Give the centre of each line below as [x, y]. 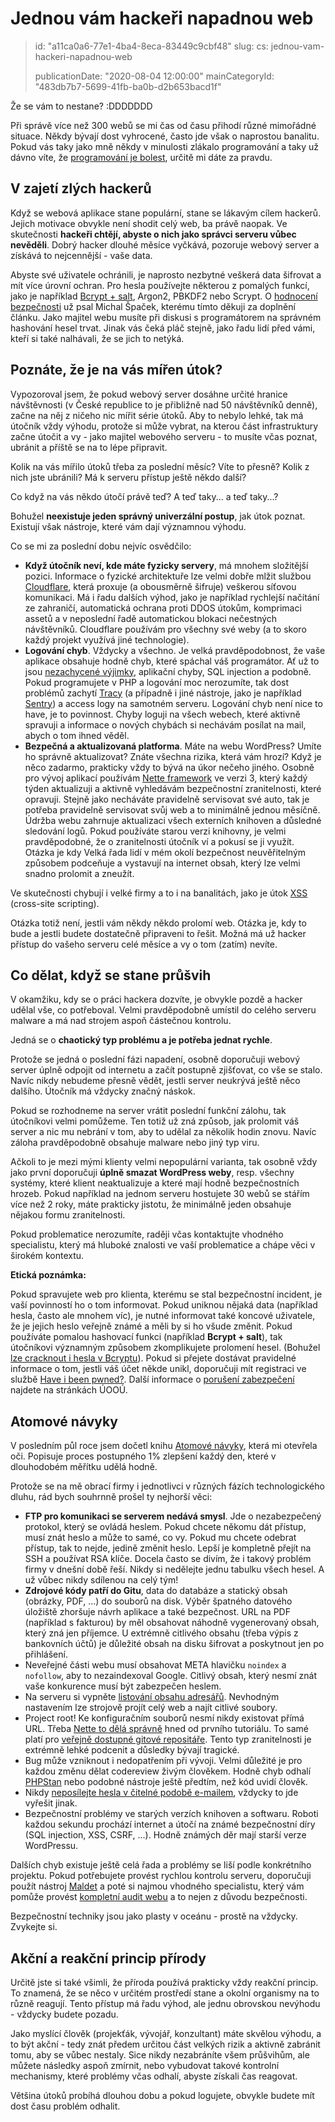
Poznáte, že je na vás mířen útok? [116, 370]
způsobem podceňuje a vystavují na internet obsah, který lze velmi [162, 863]
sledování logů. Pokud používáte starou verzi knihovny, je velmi [155, 831]
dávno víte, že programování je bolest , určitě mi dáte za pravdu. [141, 157]
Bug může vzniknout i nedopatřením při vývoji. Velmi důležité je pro [163, 1761]
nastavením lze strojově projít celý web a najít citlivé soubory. [151, 1708]
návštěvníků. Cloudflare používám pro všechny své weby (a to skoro [165, 629]
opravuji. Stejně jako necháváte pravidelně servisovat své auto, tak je [167, 799]
